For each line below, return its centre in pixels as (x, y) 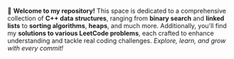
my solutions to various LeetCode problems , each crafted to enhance (111, 33)
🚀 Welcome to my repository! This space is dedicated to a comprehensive (117, 11)
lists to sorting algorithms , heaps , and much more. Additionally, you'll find (117, 26)
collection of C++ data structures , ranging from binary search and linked (116, 18)
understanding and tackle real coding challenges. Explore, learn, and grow (117, 41)
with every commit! (36, 48)
